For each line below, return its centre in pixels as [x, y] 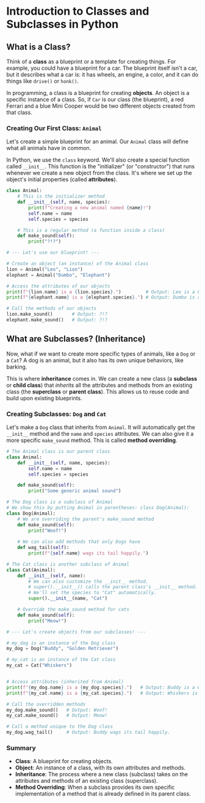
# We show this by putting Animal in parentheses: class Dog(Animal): [98, 508]
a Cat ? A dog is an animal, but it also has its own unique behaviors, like [95, 360]
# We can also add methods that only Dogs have [79, 542]
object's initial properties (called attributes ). [62, 179]
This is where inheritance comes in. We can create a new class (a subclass [102, 378]
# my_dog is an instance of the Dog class [61, 643]
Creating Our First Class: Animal [54, 128]
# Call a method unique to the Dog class [60, 726]
